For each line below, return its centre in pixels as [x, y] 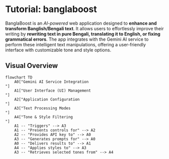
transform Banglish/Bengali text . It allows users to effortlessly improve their [84, 28]
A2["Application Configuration [47, 99]
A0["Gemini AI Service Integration [52, 82]
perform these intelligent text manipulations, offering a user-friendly [75, 44]
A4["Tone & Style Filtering [44, 117]
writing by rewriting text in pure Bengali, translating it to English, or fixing [83, 34]
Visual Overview [32, 66]
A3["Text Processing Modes [43, 108]
